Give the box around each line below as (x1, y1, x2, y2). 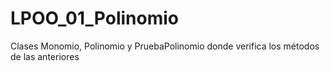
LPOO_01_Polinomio (10, 7, 179, 30)
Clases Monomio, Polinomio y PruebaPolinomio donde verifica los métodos (10, 40, 320, 52)
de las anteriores (10, 50, 80, 62)
